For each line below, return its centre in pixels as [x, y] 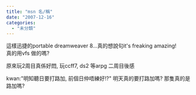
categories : [21, 23]
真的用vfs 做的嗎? [28, 53]
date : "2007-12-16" [30, 17]
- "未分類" [24, 28]
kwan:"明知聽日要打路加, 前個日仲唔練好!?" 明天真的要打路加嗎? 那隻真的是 [98, 78]
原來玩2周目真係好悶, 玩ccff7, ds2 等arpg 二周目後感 [71, 66]
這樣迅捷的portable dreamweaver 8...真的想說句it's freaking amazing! [91, 46]
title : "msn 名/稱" [30, 12]
